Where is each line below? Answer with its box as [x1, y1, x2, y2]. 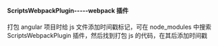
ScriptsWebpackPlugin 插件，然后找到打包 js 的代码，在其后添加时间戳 [7, 32, 208, 40]
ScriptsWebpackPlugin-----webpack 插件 [7, 6, 129, 14]
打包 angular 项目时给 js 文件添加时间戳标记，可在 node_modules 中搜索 [7, 23, 212, 31]
